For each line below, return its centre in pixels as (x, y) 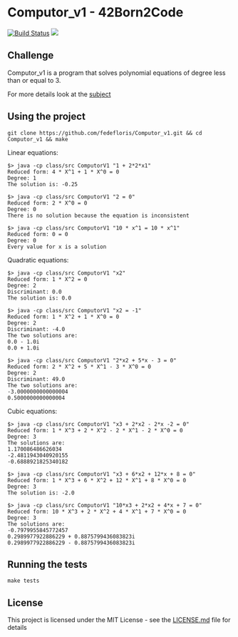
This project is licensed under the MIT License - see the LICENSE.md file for (119, 620)
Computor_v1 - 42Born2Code (95, 12)
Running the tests (47, 564)
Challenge (31, 55)
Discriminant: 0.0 (35, 292)
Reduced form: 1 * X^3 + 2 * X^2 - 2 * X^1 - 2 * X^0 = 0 (95, 430)
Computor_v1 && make (38, 139)
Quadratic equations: (38, 260)
